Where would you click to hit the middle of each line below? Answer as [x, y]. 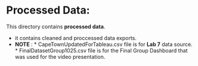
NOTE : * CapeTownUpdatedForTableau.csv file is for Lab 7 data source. [103, 44]
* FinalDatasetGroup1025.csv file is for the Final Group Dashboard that [101, 50]
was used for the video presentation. [60, 57]
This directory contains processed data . [56, 27]
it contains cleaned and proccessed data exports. [76, 38]
